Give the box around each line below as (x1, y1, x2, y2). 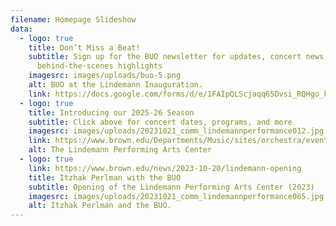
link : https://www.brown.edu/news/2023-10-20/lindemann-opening (28, 163, 302, 173)
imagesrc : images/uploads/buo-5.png (28, 71, 182, 81)
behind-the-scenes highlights (36, 61, 163, 71)
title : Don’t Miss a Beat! (28, 42, 141, 53)
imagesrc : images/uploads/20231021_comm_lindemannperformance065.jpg (28, 191, 325, 201)
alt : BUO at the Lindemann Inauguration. (28, 80, 203, 90)
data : (10, 24, 33, 34)
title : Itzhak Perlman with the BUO (28, 172, 182, 183)
